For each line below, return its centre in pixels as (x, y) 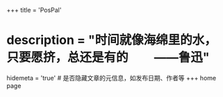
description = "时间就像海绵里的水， (111, 40)
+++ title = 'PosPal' (34, 10)
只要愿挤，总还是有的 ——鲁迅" (108, 58)
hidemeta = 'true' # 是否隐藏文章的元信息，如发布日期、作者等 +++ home (111, 78)
